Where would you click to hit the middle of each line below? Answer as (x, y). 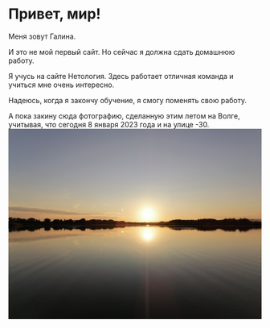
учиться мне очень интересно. (61, 85)
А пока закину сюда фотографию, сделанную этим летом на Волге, (124, 116)
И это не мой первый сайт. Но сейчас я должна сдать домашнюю (122, 52)
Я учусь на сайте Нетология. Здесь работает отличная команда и (121, 76)
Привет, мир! (55, 14)
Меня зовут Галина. (42, 36)
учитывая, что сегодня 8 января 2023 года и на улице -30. (109, 124)
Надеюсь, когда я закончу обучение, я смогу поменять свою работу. (128, 100)
